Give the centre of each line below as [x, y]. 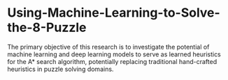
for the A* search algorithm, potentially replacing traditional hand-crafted [112, 61]
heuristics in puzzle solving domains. [60, 69]
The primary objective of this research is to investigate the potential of [108, 47]
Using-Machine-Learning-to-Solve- [114, 13]
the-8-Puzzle [47, 27]
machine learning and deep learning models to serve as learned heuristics [114, 54]
